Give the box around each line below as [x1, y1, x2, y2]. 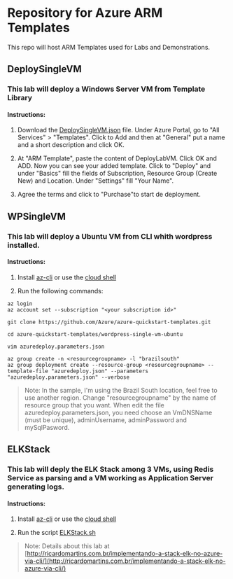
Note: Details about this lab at [24, 542, 110, 550]
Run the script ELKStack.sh [17, 529, 97, 537]
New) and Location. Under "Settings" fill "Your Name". [17, 176, 174, 185]
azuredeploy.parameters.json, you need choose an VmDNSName [24, 408, 213, 417]
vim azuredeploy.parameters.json [7, 343, 105, 350]
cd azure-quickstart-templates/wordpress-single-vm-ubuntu [7, 330, 183, 337]
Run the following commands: [17, 286, 104, 295]
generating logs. [7, 482, 65, 491]
